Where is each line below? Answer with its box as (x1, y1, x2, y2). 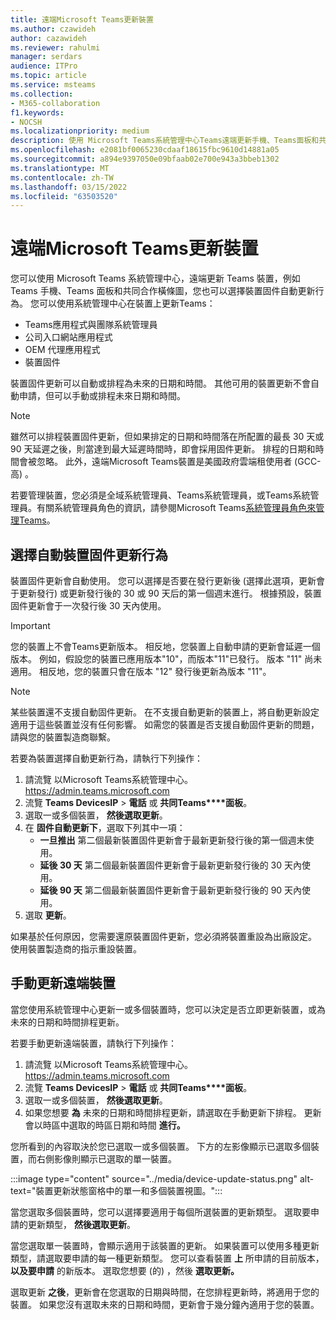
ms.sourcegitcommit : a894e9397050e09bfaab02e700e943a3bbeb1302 (10, 154, 280, 164)
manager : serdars (10, 52, 83, 62)
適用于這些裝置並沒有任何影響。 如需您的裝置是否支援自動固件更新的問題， (10, 719, 320, 730)
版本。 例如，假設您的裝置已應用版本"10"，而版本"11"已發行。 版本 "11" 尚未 (10, 653, 323, 665)
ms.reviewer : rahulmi (10, 42, 101, 53)
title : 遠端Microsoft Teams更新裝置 (10, 14, 154, 25)
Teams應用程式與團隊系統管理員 (24, 319, 158, 331)
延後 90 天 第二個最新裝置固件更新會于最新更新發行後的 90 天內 (39, 884, 303, 896)
